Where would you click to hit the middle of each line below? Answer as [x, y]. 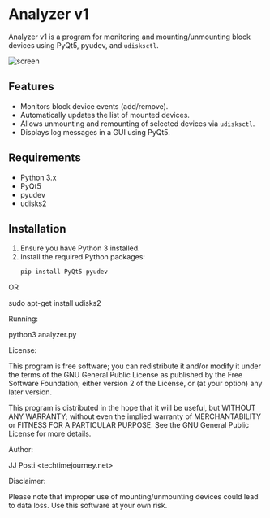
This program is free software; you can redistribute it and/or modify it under [135, 366]
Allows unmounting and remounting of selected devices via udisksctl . [137, 124]
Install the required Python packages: [83, 257]
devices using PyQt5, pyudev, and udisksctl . [84, 45]
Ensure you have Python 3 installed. [80, 248]
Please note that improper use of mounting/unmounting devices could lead [133, 497]
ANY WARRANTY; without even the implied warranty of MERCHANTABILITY [135, 416]
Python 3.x [38, 177]
